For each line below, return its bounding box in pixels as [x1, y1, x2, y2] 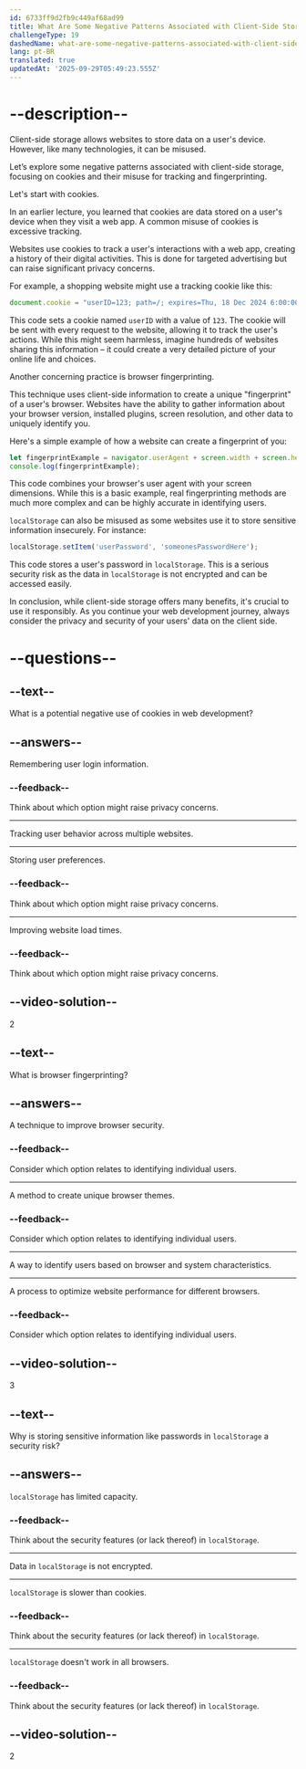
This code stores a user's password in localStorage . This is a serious [9, 559, 270, 570]
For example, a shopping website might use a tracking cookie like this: [9, 280, 273, 291]
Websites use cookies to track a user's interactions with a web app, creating [9, 243, 296, 254]
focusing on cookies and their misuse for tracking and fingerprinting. [9, 171, 268, 182]
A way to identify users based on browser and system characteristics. [9, 1260, 271, 1271]
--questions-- [9, 647, 117, 668]
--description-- [9, 104, 129, 124]
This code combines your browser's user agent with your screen [9, 478, 252, 489]
